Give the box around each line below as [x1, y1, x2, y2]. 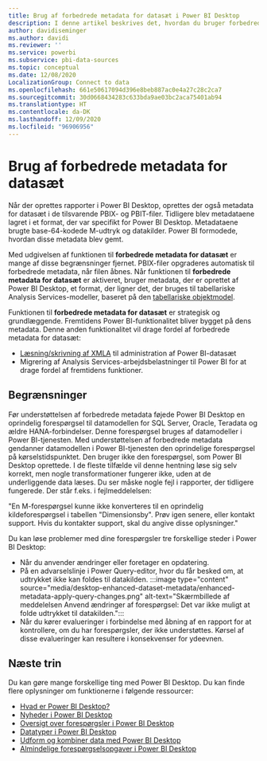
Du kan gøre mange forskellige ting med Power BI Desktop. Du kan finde [8, 678, 245, 688]
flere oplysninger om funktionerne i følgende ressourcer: [8, 686, 194, 696]
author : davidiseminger [8, 26, 87, 34]
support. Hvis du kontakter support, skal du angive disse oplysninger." [8, 518, 238, 528]
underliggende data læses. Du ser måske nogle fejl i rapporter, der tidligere [8, 477, 254, 487]
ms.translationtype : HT [8, 100, 87, 108]
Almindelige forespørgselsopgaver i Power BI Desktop [19, 744, 197, 754]
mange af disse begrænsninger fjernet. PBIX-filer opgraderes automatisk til [8, 258, 255, 268]
